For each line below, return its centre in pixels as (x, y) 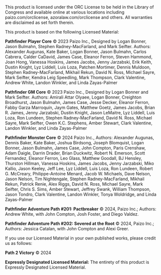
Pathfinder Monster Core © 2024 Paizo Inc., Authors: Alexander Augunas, (80, 137)
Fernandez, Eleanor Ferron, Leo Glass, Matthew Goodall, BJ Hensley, (74, 158)
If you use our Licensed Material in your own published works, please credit (80, 238)
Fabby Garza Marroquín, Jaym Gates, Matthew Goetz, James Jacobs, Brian (80, 107)
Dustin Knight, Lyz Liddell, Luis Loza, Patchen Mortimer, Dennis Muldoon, (78, 67)
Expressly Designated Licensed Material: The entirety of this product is (77, 262)
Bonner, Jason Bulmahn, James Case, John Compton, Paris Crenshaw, (75, 148)
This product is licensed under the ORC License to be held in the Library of (80, 7)
